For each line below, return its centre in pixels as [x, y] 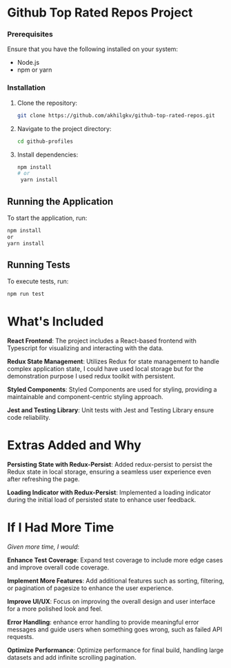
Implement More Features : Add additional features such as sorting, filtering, [116, 581]
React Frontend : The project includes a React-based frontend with [102, 341]
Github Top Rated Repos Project [100, 13]
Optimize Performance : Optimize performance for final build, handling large [115, 650]
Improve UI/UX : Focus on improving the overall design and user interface [111, 602]
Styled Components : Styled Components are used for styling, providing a [112, 389]
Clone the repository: [47, 103]
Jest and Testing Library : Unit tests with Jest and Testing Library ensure [111, 410]
